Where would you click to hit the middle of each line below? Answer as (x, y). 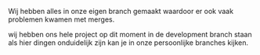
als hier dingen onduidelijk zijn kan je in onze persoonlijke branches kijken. (128, 43)
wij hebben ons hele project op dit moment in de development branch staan (130, 34)
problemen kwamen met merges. (61, 19)
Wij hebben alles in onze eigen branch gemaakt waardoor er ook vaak (121, 11)
